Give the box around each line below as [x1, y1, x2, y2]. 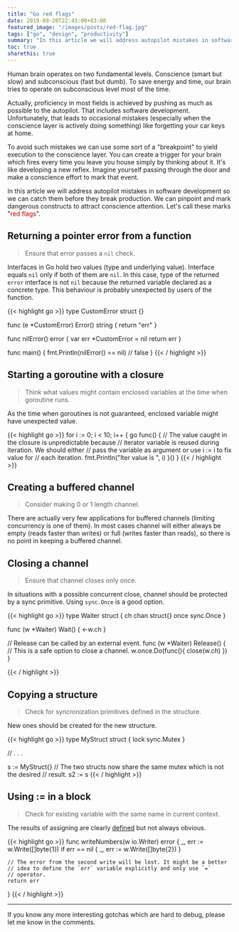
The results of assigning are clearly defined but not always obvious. [7, 823, 206, 832]
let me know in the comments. [7, 918, 96, 926]
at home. [7, 129, 33, 137]
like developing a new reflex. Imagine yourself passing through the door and [7, 165, 230, 174]
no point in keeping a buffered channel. [7, 537, 122, 545]
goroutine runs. [24, 395, 70, 404]
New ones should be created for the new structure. [7, 721, 157, 730]
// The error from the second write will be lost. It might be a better [7, 859, 228, 866]
